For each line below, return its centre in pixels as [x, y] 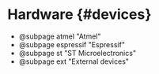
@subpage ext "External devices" [74, 61]
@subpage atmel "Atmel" [60, 36]
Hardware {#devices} [79, 15]
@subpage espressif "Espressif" [72, 44]
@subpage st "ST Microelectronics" [77, 53]
